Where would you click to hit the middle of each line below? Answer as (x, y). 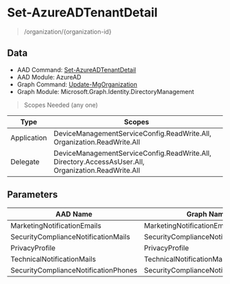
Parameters (33, 194)
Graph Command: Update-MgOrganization (77, 84)
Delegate (25, 161)
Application (29, 137)
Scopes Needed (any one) (61, 105)
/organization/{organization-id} (67, 32)
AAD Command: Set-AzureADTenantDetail (76, 69)
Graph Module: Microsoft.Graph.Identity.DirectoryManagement (105, 91)
